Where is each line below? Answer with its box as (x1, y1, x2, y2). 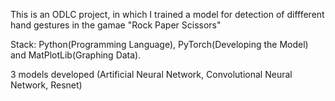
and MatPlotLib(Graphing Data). (10, 49, 142, 61)
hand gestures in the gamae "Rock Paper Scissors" (10, 19, 222, 31)
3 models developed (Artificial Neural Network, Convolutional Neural (10, 69, 293, 80)
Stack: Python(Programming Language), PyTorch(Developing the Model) (10, 39, 309, 50)
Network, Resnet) (10, 79, 83, 91)
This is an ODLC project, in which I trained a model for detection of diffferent (10, 9, 325, 20)
